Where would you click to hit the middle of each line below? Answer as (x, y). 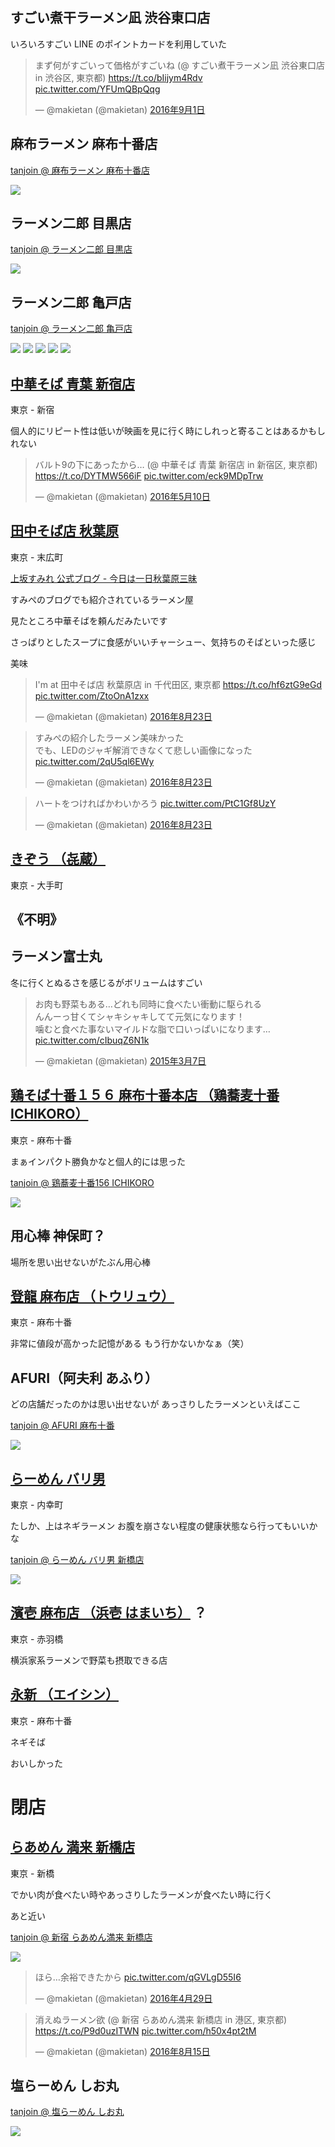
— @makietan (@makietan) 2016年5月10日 (122, 497)
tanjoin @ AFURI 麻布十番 (62, 1425)
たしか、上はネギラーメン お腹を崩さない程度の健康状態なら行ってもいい (160, 1525)
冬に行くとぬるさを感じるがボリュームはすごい (106, 982)
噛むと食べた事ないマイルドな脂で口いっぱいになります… (152, 1029)
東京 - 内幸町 (37, 1504)
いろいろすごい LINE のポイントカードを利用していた (119, 44)
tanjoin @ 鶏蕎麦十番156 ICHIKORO (82, 1182)
